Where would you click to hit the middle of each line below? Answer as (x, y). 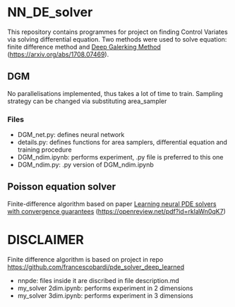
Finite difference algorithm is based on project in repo (85, 259)
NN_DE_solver (50, 12)
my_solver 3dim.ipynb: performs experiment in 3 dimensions (105, 295)
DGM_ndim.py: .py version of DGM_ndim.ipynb (85, 165)
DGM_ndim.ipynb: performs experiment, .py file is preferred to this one (120, 157)
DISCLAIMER (46, 240)
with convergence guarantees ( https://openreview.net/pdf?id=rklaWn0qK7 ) (116, 211)
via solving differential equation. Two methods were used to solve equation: (117, 39)
